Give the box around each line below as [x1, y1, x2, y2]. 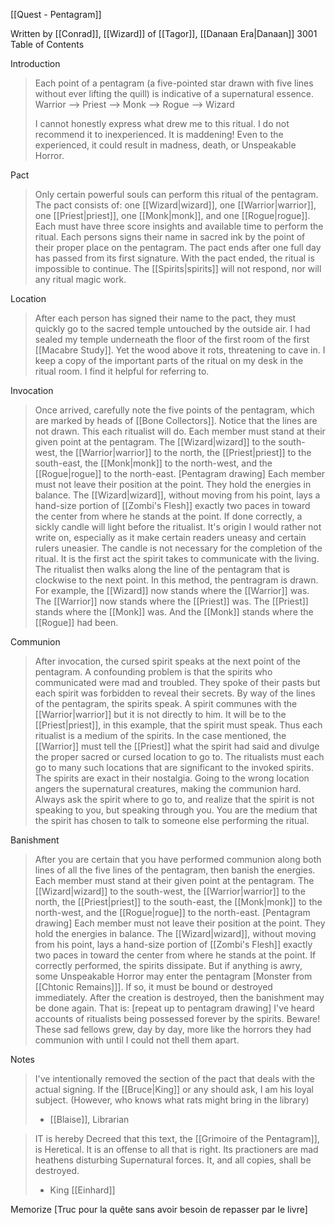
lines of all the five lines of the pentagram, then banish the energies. [34, 864, 316, 876]
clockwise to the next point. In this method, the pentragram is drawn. [34, 574, 319, 586]
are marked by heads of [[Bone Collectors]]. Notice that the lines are [34, 415, 318, 426]
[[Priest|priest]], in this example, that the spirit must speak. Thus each [34, 719, 323, 731]
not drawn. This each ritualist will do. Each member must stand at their [34, 425, 326, 437]
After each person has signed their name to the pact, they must [34, 312, 297, 324]
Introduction [10, 58, 61, 69]
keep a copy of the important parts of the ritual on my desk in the [34, 355, 304, 366]
